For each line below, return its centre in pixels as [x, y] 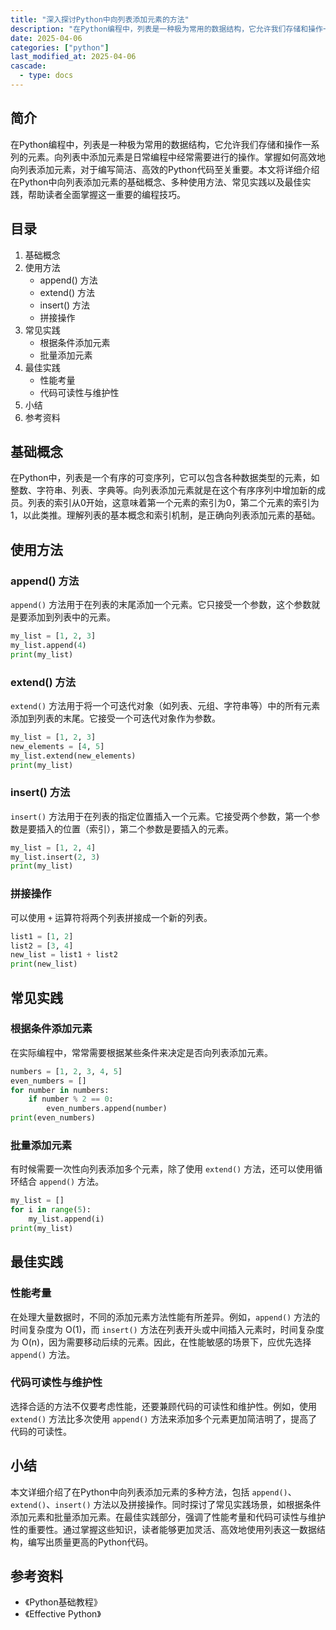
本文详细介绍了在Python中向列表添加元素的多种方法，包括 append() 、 [153, 1492]
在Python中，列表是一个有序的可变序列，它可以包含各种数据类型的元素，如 [165, 478]
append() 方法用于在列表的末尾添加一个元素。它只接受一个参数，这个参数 [161, 604]
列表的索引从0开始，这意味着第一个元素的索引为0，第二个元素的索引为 [173, 503]
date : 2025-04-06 [46, 38]
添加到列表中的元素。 [71, 617]
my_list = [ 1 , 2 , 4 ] [53, 847]
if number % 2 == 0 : [71, 1099]
